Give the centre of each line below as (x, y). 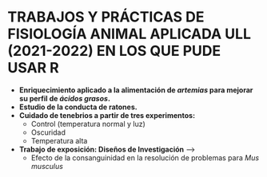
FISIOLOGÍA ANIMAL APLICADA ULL (129, 34)
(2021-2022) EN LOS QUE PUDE (114, 51)
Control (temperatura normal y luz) (88, 124)
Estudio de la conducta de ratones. (78, 107)
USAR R (33, 68)
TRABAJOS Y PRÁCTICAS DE (106, 17)
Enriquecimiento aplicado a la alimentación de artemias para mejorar (136, 90)
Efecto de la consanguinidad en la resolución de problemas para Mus (145, 157)
